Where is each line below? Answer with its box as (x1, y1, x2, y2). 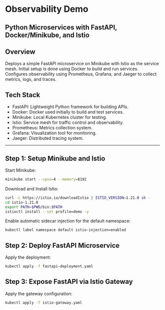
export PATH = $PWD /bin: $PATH (5, 204, 63, 209)
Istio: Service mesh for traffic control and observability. (12, 119, 124, 125)
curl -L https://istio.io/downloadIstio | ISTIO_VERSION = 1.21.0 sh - (5, 195, 151, 200)
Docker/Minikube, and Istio (5, 31, 90, 39)
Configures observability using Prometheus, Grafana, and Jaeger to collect (5, 71, 157, 77)
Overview (5, 47, 36, 56)
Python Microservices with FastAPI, (5, 23, 117, 32)
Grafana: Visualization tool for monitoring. (12, 130, 97, 136)
